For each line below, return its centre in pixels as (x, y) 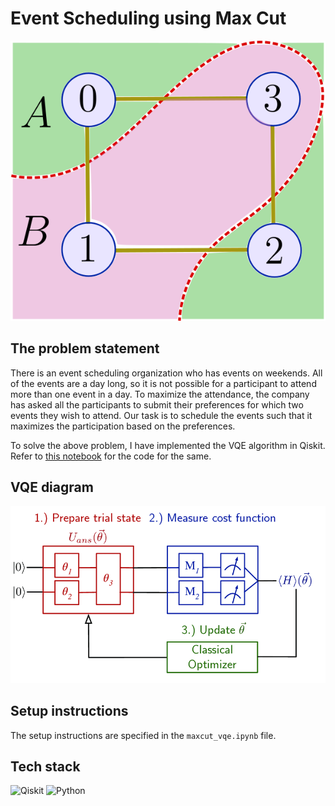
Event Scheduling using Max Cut (148, 18)
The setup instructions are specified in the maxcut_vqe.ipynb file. (143, 735)
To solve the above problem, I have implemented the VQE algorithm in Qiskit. (168, 445)
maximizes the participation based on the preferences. (123, 426)
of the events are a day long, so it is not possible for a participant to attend (163, 383)
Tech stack (45, 766)
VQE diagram (52, 487)
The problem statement (85, 348)
